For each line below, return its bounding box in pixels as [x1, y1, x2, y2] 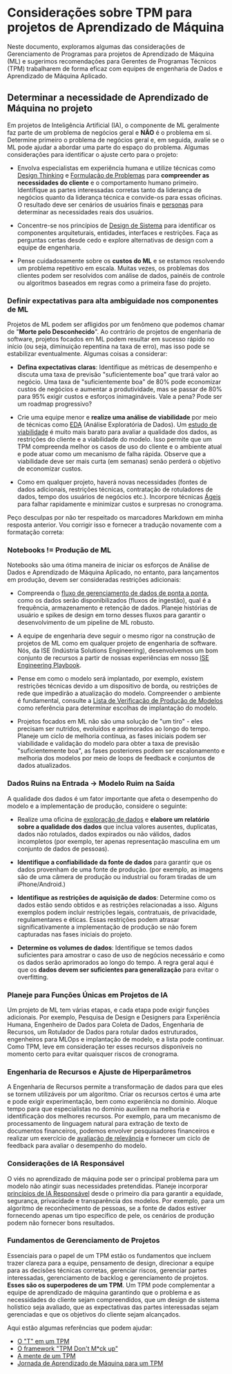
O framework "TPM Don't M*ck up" [17, 1344, 119, 1353]
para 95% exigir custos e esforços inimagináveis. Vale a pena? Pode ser [17, 393, 222, 401]
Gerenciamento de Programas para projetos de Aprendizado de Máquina [7, 50, 214, 58]
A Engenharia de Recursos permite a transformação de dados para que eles [7, 1083, 224, 1091]
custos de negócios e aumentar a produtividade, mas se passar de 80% [17, 385, 222, 393]
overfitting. [17, 972, 49, 981]
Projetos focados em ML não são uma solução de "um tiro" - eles [17, 717, 204, 726]
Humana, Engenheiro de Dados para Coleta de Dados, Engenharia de [7, 1020, 204, 1028]
